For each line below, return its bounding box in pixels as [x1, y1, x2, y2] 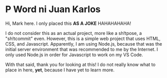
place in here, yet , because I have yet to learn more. [5, 67, 115, 73]
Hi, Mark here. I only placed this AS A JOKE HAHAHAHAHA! [5, 20, 131, 26]
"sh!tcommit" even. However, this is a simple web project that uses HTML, [5, 35, 161, 42]
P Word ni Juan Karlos [5, 4, 101, 15]
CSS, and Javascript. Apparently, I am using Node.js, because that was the [5, 41, 162, 47]
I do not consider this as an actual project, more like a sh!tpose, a [5, 30, 142, 36]
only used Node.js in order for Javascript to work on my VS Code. [5, 52, 144, 58]
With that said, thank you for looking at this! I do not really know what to [5, 61, 156, 67]
